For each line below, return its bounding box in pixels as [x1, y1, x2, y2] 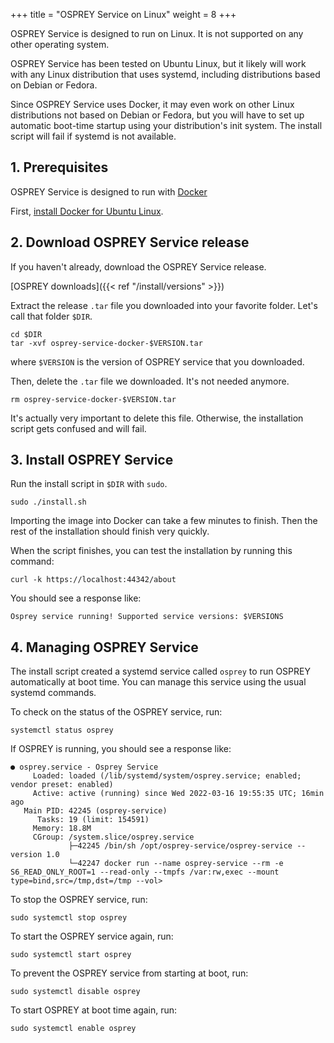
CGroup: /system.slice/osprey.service [32, 832, 195, 843]
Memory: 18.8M [32, 824, 92, 834]
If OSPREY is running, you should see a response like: [10, 743, 232, 755]
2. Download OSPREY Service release [10, 234, 250, 251]
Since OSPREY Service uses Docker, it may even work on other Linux [10, 99, 295, 110]
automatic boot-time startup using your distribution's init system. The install [10, 120, 323, 131]
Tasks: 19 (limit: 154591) [36, 815, 150, 825]
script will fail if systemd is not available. [10, 130, 177, 142]
